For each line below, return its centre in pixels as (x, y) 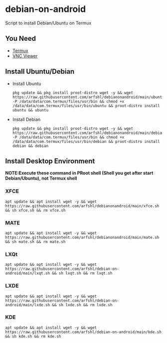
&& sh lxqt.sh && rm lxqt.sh (82, 273)
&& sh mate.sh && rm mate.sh (35, 242)
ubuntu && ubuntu (30, 110)
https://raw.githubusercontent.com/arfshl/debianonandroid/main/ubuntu (88, 97)
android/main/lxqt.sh (28, 273)
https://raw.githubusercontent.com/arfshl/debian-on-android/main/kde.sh (83, 332)
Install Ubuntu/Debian (40, 71)
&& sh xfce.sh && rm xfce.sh (35, 210)
